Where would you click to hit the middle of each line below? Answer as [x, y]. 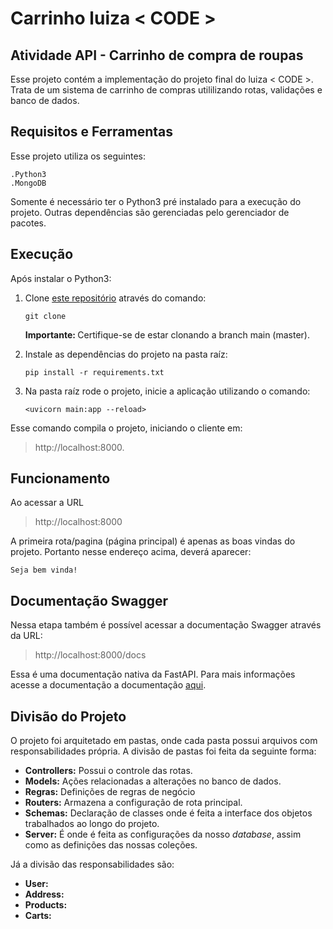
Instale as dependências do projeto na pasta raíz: [126, 354]
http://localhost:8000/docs [90, 655]
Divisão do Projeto [68, 716]
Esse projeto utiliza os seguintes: [78, 156]
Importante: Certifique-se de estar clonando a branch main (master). [167, 334]
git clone [45, 316]
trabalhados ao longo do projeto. [92, 824]
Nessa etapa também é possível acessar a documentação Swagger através [166, 625]
